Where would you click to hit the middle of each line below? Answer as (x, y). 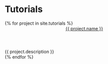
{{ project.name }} (84, 28)
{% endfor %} (19, 57)
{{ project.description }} (30, 51)
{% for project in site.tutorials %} (39, 23)
